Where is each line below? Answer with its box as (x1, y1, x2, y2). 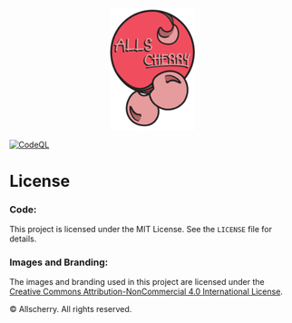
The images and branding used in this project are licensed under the (9, 277, 265, 288)
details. (9, 233, 37, 244)
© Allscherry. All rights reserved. (9, 304, 132, 315)
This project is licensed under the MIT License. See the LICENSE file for (9, 224, 272, 234)
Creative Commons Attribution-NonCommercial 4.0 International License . (9, 286, 284, 298)
